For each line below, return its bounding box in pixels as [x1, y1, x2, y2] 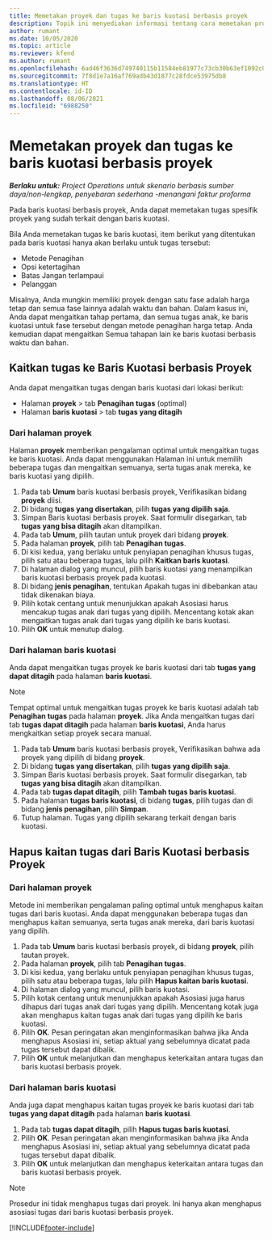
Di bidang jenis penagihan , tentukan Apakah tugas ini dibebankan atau [20, 581, 257, 591]
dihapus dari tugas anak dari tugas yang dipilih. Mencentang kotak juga [20, 1002, 259, 1011]
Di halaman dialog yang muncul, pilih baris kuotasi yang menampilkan [20, 564, 253, 574]
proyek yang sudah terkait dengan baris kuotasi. [9, 213, 170, 223]
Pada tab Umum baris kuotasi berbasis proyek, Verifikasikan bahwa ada [20, 744, 261, 754]
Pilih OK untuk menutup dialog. [20, 624, 124, 635]
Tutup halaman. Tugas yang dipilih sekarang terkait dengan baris [20, 813, 236, 823]
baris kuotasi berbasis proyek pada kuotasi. [20, 573, 166, 583]
